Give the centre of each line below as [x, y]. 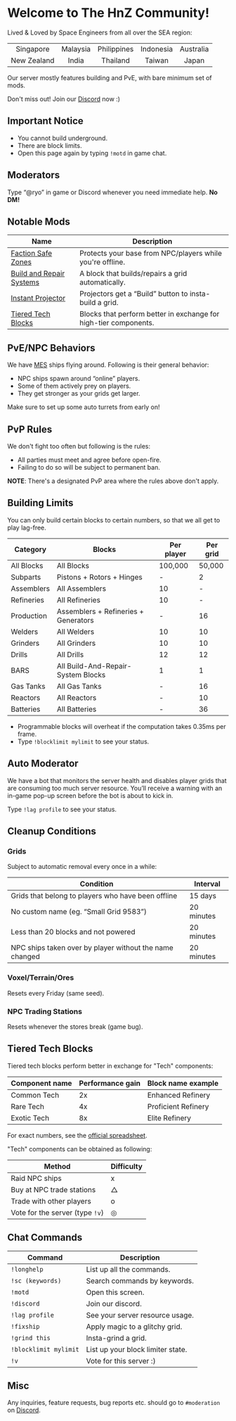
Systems [25, 282]
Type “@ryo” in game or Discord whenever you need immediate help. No [112, 192]
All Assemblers [81, 588]
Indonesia [157, 49]
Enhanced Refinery [179, 1095]
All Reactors [77, 697]
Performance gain [110, 1083]
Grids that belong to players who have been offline [94, 896]
